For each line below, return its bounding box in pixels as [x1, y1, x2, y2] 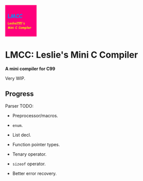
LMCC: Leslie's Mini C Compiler [5, 49, 138, 60]
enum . [12, 122, 23, 128]
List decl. [12, 132, 31, 138]
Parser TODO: [5, 103, 34, 109]
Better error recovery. [12, 170, 57, 176]
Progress [5, 90, 34, 98]
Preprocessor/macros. [12, 112, 59, 118]
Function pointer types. [12, 141, 61, 147]
